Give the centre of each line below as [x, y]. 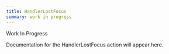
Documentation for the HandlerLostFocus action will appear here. [85, 45]
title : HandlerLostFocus [36, 11]
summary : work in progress [39, 17]
